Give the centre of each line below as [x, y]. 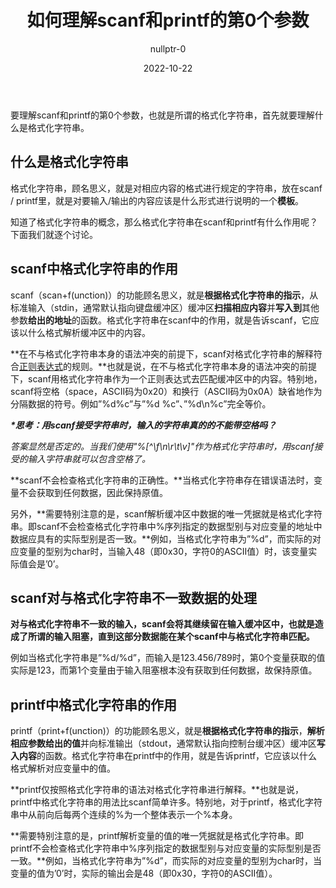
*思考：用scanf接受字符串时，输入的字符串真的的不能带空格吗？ [143, 425]
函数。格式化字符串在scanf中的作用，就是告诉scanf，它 [195, 320]
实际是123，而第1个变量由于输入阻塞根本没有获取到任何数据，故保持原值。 [164, 670]
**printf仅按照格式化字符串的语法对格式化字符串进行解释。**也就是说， [157, 790]
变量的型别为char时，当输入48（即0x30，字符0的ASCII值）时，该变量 [163, 551]
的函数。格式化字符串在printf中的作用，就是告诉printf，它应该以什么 [177, 756]
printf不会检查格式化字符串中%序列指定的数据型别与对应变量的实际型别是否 [166, 848]
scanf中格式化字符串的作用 [94, 269]
